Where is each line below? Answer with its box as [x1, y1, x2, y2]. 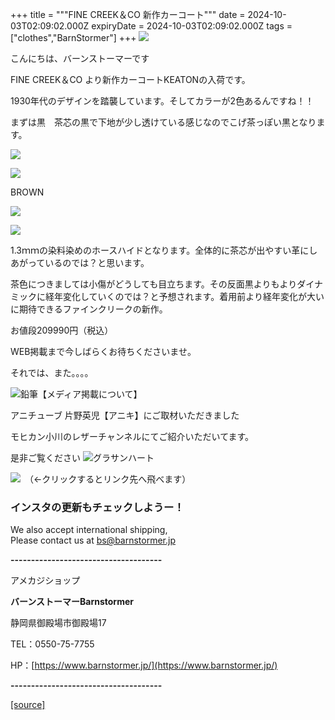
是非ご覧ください [10, 452, 81, 463]
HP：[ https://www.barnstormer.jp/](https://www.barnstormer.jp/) [10, 659, 278, 672]
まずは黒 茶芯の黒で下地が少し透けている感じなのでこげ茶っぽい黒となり [10, 116, 317, 128]
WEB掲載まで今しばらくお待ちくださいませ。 [10, 346, 197, 357]
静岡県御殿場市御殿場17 [10, 617, 107, 629]
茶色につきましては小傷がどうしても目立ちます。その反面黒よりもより [10, 278, 298, 290]
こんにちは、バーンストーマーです [10, 53, 150, 64]
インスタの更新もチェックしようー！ [10, 500, 185, 514]
